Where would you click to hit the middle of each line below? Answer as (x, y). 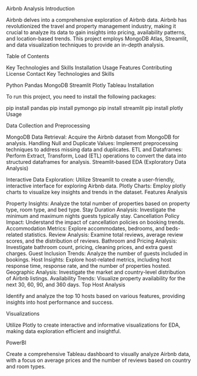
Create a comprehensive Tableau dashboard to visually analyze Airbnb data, (98, 354)
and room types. (26, 366)
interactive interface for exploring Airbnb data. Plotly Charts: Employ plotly (96, 186)
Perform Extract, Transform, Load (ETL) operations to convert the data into (96, 156)
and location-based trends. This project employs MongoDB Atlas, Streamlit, (97, 38)
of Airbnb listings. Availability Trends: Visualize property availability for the (96, 278)
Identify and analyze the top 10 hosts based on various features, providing (96, 296)
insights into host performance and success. (60, 302)
